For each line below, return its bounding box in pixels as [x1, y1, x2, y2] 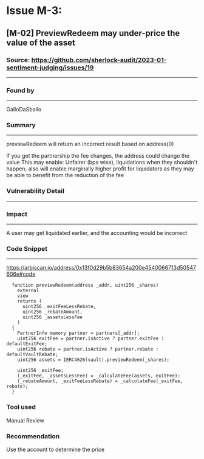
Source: [6, 55, 30, 64]
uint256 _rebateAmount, [22, 309, 83, 315]
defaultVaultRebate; [6, 351, 59, 358]
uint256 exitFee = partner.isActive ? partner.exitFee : [17, 335, 165, 342]
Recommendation [6, 432, 60, 440]
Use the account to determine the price [6, 446, 105, 453]
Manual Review [6, 416, 44, 424]
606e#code [6, 270, 36, 278]
